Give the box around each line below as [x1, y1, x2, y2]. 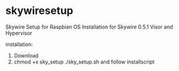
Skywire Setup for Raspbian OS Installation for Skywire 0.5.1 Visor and [5, 23, 173, 30]
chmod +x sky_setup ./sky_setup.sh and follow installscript [13, 58, 155, 65]
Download [13, 52, 39, 59]
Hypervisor [5, 29, 33, 36]
